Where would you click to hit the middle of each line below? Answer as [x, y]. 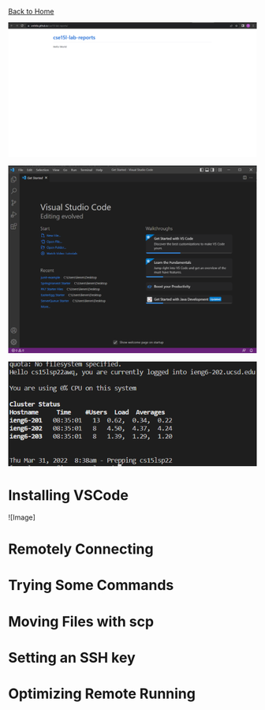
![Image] [22, 517]
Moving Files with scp [81, 621]
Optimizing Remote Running [102, 693]
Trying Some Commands [91, 586]
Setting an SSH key [72, 657]
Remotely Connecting [81, 549]
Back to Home [31, 11]
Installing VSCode [68, 496]
